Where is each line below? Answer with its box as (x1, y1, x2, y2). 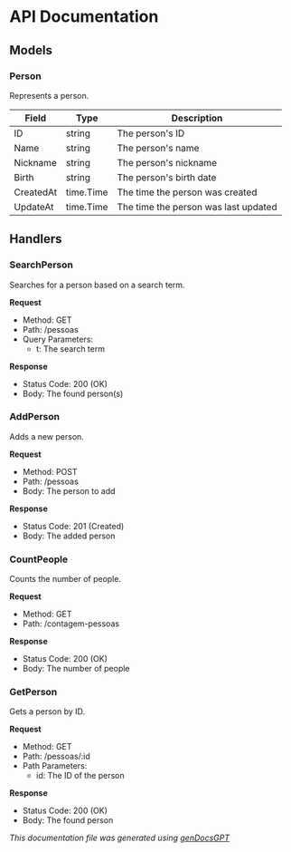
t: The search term (35, 343, 106, 354)
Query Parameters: (22, 334, 93, 344)
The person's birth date (117, 170, 217, 183)
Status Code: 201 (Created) (22, 520, 125, 531)
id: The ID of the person (35, 770, 125, 781)
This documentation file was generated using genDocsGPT (9, 832, 230, 844)
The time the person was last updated (117, 200, 277, 213)
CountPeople (9, 553, 69, 566)
